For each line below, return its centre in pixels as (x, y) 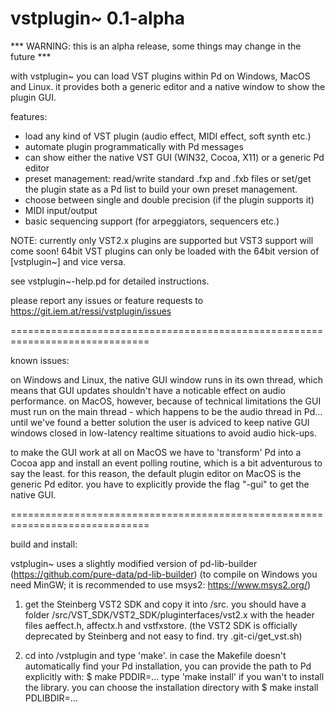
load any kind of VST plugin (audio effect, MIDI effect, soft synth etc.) (168, 136)
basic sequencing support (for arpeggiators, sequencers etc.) (152, 221)
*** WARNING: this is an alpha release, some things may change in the (156, 46)
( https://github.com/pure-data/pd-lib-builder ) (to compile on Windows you (164, 574)
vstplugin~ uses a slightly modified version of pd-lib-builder (134, 563)
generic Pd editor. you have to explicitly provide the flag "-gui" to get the (160, 484)
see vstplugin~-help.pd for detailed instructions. (110, 281)
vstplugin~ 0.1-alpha (97, 18)
